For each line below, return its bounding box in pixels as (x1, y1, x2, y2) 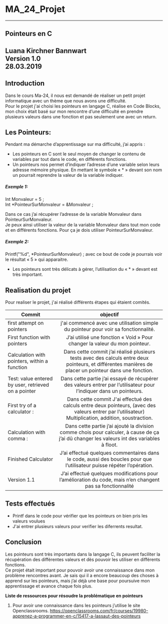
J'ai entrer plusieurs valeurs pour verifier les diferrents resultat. (12, 523, 143, 529)
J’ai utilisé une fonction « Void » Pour (66, 334, 153, 341)
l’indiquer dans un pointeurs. (75, 388, 143, 395)
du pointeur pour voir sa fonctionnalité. (64, 326, 155, 333)
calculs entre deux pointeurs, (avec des (63, 402, 156, 409)
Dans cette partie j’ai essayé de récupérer (60, 375, 158, 382)
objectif (99, 311, 119, 318)
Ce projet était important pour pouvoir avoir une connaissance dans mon (5, 567, 155, 573)
